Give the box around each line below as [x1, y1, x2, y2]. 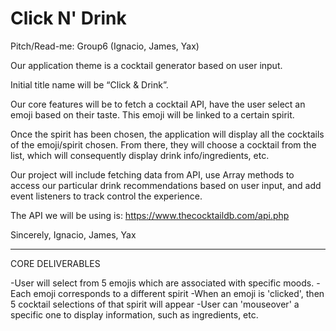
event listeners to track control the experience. [10, 190, 203, 202]
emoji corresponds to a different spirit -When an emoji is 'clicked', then [33, 287, 325, 299]
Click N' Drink [10, 7, 127, 30]
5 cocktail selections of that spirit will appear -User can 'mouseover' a [10, 298, 300, 310]
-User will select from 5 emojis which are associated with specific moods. [10, 277, 315, 289]
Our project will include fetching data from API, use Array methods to [10, 168, 295, 181]
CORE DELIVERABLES [10, 257, 101, 269]
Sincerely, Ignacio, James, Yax [10, 228, 137, 241]
